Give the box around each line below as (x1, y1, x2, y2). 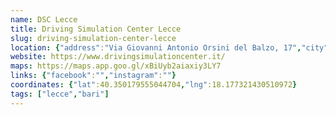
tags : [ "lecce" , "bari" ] (10, 89, 110, 99)
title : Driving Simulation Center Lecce (10, 24, 182, 34)
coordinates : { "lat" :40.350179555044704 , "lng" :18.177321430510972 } (10, 80, 298, 90)
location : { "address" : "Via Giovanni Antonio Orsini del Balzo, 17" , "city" (10, 42, 329, 53)
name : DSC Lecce (10, 14, 78, 25)
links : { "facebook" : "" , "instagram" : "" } (10, 71, 177, 81)
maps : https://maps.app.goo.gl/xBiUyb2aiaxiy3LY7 (10, 61, 222, 71)
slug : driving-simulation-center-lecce (10, 33, 177, 43)
